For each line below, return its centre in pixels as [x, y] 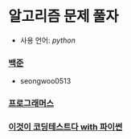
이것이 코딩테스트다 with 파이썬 [65, 127]
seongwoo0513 [45, 81]
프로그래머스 [31, 104]
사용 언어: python [48, 40]
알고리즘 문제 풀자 [63, 16]
